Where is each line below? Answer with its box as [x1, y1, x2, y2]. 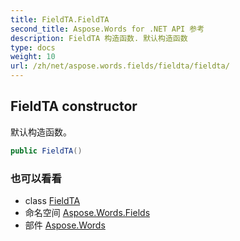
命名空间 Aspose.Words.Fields [24, 206, 151, 218]
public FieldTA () [10, 146, 83, 156]
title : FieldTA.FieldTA [10, 14, 110, 25]
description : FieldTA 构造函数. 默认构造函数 [10, 33, 188, 43]
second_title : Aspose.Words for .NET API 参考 [10, 24, 205, 34]
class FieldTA [24, 194, 81, 206]
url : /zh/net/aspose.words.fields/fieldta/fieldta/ [10, 61, 230, 71]
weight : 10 [10, 52, 56, 62]
